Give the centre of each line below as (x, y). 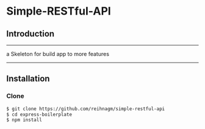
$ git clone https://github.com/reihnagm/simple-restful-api (86, 109)
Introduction (31, 34)
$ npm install (24, 120)
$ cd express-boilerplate (39, 114)
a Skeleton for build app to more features (58, 54)
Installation (28, 79)
